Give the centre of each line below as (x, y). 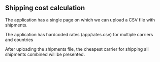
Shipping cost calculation (45, 8)
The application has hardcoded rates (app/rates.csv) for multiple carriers (79, 34)
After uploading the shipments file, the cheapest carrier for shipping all (77, 49)
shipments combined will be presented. (45, 54)
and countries (19, 40)
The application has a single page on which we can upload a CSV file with (80, 20)
